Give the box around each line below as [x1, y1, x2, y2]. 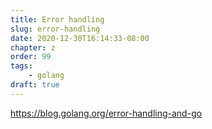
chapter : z [10, 42, 56, 53]
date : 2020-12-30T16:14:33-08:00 [10, 33, 150, 43]
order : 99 [10, 52, 52, 62]
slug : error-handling [10, 24, 101, 34]
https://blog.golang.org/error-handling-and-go [10, 107, 203, 119]
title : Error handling [10, 14, 105, 25]
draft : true [10, 80, 60, 90]
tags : [10, 61, 33, 71]
